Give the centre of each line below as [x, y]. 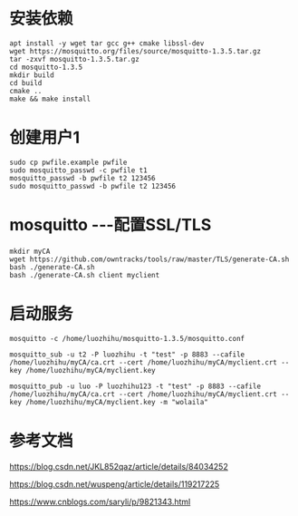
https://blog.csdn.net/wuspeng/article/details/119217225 [115, 484]
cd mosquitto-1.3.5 [46, 67]
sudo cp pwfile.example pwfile [68, 162]
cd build [26, 83]
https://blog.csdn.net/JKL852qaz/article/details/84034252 [119, 466]
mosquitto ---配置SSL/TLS [111, 225]
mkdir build [32, 75]
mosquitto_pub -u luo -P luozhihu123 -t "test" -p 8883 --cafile [135, 386]
